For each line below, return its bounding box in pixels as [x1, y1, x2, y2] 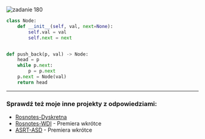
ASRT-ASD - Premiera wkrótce [15, 126, 93, 134]
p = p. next [28, 68, 56, 74]
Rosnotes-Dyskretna [15, 113, 67, 121]
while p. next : [17, 62, 53, 69]
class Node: [6, 18, 37, 24]
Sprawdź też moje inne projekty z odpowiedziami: [6, 99, 157, 108]
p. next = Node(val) [17, 74, 67, 80]
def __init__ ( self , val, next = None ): [17, 23, 113, 29]
